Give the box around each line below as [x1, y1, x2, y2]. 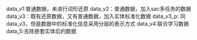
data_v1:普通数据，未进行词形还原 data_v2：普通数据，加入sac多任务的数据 [6, 5, 192, 12]
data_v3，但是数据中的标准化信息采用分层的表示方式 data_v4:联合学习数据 [6, 20, 189, 27]
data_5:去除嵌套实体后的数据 [6, 27, 77, 35]
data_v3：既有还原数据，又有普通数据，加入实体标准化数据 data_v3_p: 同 [6, 13, 186, 20]
